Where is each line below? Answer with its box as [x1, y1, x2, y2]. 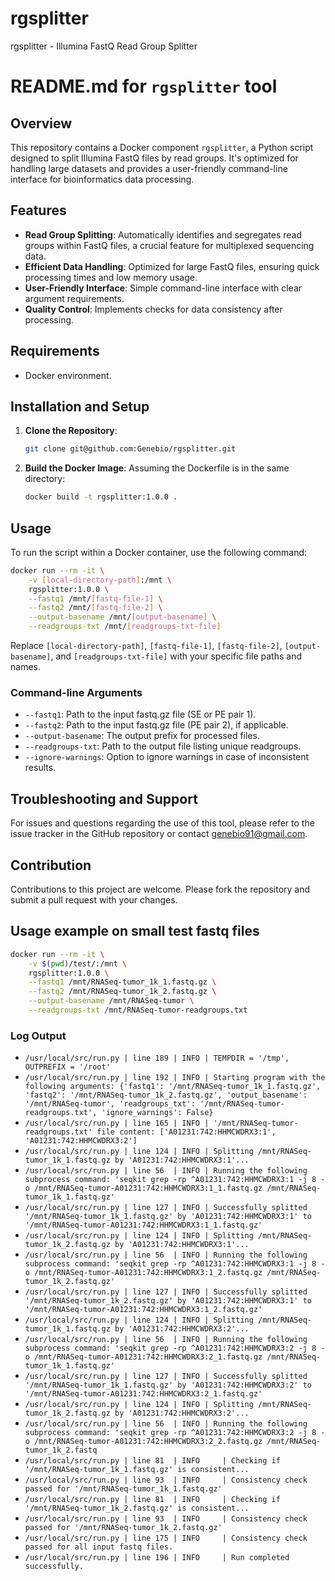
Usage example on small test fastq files [10, 923, 260, 940]
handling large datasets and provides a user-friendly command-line [10, 162, 288, 174]
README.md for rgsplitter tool [10, 75, 278, 98]
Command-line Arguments [10, 685, 143, 699]
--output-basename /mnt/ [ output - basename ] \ [28, 612, 217, 622]
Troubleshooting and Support [10, 790, 198, 807]
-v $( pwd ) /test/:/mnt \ [28, 958, 128, 969]
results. [24, 762, 57, 774]
